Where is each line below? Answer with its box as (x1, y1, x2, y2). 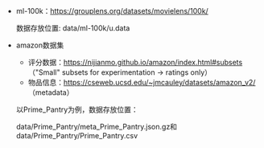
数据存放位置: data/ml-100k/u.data (15, 23, 130, 33)
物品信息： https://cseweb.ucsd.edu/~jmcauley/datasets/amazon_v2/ (27, 78, 256, 87)
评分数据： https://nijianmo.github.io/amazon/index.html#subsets (27, 58, 243, 67)
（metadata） (27, 88, 74, 97)
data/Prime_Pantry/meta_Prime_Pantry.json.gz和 (15, 122, 178, 131)
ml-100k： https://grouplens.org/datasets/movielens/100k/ (15, 6, 209, 15)
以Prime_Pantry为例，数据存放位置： (15, 105, 138, 114)
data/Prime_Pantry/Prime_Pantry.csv (15, 131, 138, 140)
